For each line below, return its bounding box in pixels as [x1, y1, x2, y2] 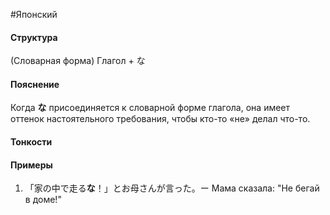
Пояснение [10, 78, 60, 90]
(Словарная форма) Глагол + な [10, 55, 146, 67]
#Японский [10, 9, 58, 20]
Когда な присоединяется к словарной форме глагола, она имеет [10, 102, 291, 114]
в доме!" [24, 194, 62, 206]
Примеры [10, 159, 53, 171]
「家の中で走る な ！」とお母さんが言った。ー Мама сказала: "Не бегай [24, 182, 320, 194]
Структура [10, 31, 58, 43]
